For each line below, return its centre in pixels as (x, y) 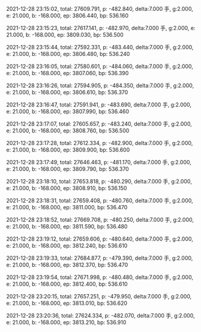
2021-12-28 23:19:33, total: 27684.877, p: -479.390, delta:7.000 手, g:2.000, (100, 258)
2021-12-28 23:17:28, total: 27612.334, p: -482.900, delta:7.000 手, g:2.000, (100, 143)
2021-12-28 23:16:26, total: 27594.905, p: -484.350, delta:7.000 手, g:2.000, (100, 85)
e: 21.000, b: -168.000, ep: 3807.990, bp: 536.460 (68, 111)
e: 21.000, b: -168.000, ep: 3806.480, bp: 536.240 (68, 54)
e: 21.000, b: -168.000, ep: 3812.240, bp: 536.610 (67, 246)
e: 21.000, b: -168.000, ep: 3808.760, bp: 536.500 (68, 131)
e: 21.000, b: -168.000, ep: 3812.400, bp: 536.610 (67, 284)
